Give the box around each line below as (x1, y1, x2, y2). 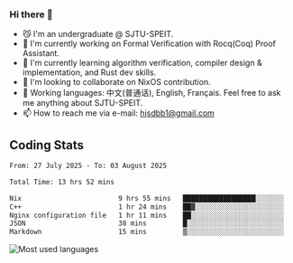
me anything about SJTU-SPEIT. (22, 98, 143, 108)
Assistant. (22, 48, 60, 59)
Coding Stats (9, 137, 84, 153)
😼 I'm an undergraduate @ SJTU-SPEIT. (22, 29, 174, 40)
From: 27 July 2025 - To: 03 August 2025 (9, 162, 168, 171)
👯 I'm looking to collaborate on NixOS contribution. (22, 77, 211, 88)
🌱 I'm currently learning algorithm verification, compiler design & (22, 58, 263, 69)
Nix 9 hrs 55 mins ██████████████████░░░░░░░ (9, 193, 284, 202)
